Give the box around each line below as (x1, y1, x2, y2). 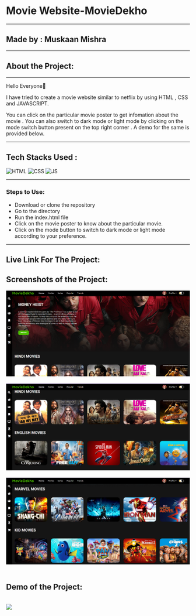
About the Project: (6, 61, 74, 71)
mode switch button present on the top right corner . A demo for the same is (6, 124, 190, 131)
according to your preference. (14, 232, 87, 239)
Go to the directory (14, 207, 60, 214)
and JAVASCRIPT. (6, 100, 49, 107)
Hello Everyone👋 (6, 82, 46, 89)
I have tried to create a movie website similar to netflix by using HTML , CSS (6, 94, 188, 101)
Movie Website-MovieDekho (6, 4, 148, 18)
